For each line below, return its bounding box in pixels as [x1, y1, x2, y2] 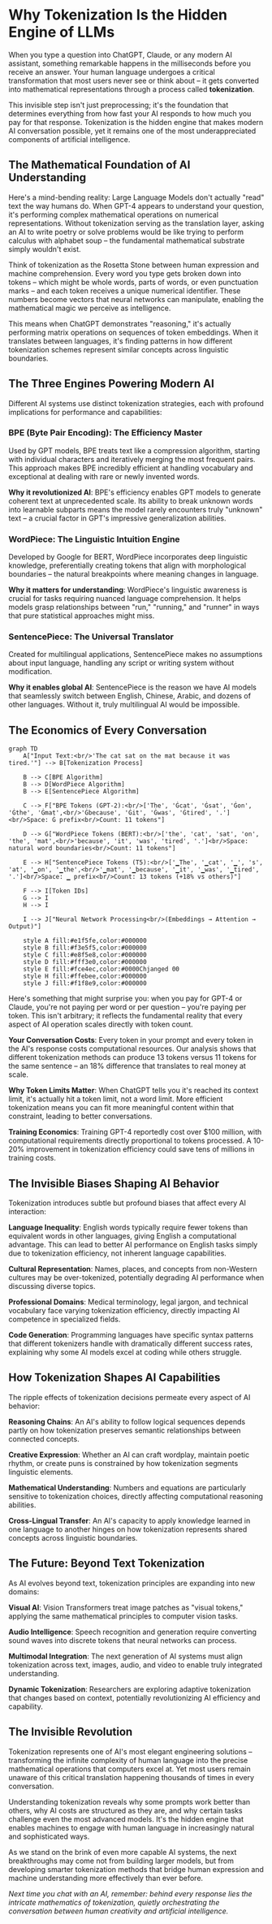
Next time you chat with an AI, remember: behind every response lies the [8, 1888, 253, 1898]
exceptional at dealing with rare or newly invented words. [8, 471, 201, 481]
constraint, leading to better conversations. [8, 1111, 153, 1122]
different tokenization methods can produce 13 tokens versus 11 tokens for [8, 1053, 257, 1062]
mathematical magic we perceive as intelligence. [8, 303, 171, 313]
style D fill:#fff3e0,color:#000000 [23, 958, 148, 966]
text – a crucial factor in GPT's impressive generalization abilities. [8, 513, 227, 523]
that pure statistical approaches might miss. [8, 611, 155, 620]
